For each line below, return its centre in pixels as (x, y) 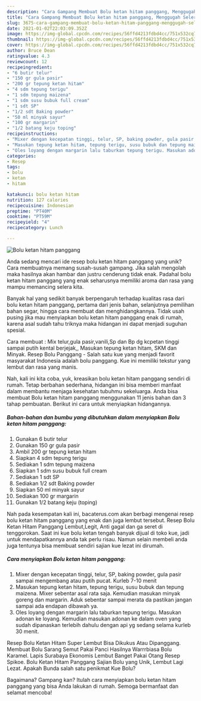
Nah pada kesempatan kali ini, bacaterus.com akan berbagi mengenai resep (100, 514)
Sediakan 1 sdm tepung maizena (55, 464)
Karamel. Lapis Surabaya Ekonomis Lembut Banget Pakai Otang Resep (94, 655)
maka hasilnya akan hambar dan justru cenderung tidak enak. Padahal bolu (99, 274)
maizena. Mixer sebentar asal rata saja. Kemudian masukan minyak (98, 593)
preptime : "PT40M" (30, 211)
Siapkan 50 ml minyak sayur (50, 489)
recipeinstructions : (33, 134)
